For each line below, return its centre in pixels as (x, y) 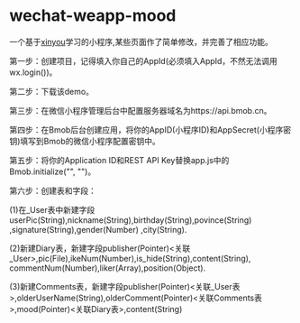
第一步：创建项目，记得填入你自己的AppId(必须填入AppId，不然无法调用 (143, 60)
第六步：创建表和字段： (53, 190)
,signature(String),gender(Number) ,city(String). (98, 229)
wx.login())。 (33, 72)
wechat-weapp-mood (93, 16)
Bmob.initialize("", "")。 (53, 171)
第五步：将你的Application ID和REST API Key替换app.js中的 (119, 160)
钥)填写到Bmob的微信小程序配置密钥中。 (85, 141)
